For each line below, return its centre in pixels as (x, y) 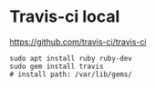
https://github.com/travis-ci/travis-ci (78, 42)
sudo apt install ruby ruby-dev (71, 58)
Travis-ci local (65, 17)
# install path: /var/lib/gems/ (71, 74)
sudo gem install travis (57, 66)
